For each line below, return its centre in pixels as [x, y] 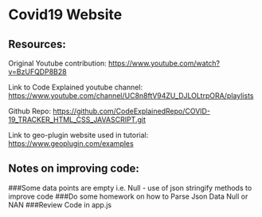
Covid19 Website [65, 15]
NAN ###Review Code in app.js [60, 204]
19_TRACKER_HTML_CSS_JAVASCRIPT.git [77, 120]
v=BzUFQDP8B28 [37, 72]
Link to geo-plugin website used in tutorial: [78, 135]
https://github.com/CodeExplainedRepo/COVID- [132, 111]
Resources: [37, 44]
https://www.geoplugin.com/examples [71, 144]
